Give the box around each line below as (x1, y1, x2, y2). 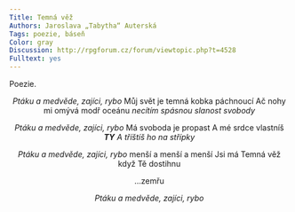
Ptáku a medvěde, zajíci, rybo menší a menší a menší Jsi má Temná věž (17, 149, 282, 160)
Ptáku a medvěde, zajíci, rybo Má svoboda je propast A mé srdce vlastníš (14, 122, 284, 133)
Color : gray (9, 37, 53, 47)
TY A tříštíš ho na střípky (103, 132, 195, 142)
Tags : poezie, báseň (9, 29, 86, 38)
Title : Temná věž (9, 12, 74, 22)
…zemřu (134, 176, 164, 186)
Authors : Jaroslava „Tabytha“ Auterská (9, 21, 157, 30)
